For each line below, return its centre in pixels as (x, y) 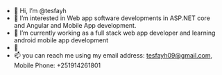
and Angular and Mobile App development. (75, 25)
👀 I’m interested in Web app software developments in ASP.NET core (112, 18)
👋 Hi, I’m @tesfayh (40, 11)
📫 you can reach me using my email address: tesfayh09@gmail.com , (113, 55)
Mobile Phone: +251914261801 (57, 65)
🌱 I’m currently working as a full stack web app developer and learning (114, 33)
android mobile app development (61, 40)
